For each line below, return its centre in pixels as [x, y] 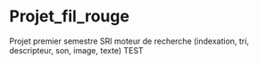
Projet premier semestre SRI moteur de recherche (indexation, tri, [129, 41]
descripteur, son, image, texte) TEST [77, 50]
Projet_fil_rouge [69, 16]
